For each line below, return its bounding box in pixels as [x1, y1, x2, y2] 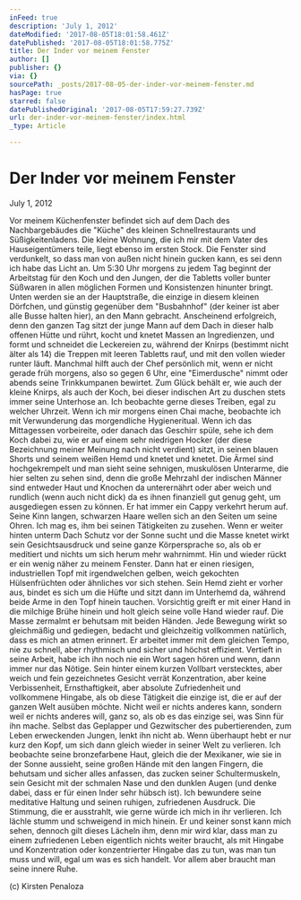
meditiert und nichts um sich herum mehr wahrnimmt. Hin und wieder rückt [9, 548, 287, 559]
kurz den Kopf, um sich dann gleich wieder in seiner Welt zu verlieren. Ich [9, 739, 281, 750]
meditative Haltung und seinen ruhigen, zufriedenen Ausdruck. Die [9, 796, 256, 808]
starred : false [9, 96, 66, 106]
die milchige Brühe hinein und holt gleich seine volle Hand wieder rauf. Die [9, 606, 284, 616]
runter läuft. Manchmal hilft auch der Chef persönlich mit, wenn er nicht [9, 358, 273, 369]
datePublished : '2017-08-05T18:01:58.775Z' [9, 38, 175, 48]
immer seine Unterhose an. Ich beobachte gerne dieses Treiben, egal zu [9, 396, 276, 406]
